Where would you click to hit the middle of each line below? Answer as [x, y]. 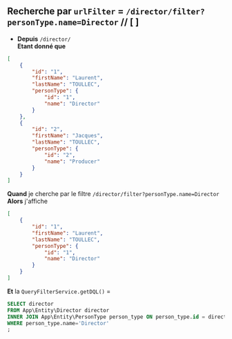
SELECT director [30, 304]
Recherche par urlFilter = [66, 11]
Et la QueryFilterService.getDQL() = [59, 291]
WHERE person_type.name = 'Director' [58, 323]
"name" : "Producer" [72, 162]
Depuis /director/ [44, 39]
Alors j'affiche [28, 201]
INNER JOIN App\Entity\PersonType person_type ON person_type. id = [106, 317]
